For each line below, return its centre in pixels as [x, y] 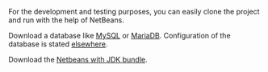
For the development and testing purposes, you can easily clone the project [134, 12]
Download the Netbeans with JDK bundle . [78, 60]
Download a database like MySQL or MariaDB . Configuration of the [120, 36]
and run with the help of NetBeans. [67, 20]
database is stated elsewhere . [58, 44]
